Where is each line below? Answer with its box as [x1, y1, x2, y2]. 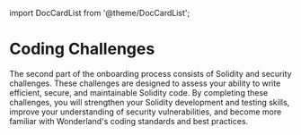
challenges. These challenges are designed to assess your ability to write [9, 78, 281, 89]
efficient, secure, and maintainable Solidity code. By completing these [9, 87, 269, 97]
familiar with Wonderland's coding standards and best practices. [9, 115, 249, 126]
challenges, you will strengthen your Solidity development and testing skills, [9, 97, 290, 107]
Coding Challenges [9, 39, 155, 59]
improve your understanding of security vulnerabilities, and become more [9, 106, 282, 117]
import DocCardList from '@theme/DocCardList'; [9, 8, 190, 18]
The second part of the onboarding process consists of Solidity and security [9, 68, 292, 79]
